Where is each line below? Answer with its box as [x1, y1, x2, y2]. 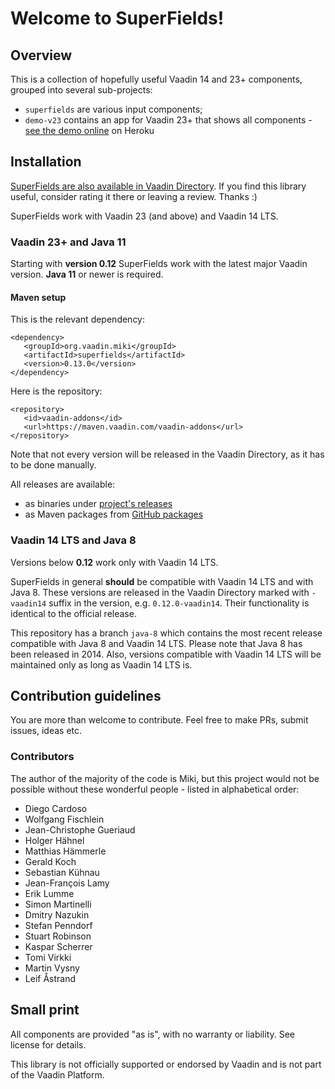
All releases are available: [10, 478, 116, 491]
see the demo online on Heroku [24, 125, 155, 136]
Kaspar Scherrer [24, 940, 93, 952]
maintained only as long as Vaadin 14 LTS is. [10, 658, 193, 671]
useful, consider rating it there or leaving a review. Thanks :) [10, 190, 258, 202]
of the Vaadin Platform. [10, 1068, 105, 1081]
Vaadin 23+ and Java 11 [10, 235, 127, 249]
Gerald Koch [24, 855, 77, 867]
